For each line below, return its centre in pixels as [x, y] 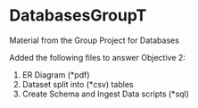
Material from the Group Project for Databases [95, 40]
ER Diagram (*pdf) [56, 75]
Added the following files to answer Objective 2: [97, 57]
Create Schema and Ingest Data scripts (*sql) [106, 94]
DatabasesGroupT [78, 16]
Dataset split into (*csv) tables [78, 84]
